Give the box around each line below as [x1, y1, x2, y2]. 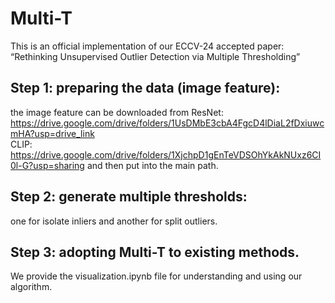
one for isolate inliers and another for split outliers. [10, 215, 218, 227]
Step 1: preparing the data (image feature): [10, 80, 281, 97]
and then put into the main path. [86, 159, 219, 171]
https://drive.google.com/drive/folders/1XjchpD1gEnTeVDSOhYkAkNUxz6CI [10, 148, 322, 161]
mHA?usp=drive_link [10, 127, 95, 139]
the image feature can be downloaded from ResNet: [10, 106, 224, 118]
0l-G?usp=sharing [10, 159, 85, 171]
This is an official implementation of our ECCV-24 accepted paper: [10, 40, 285, 52]
